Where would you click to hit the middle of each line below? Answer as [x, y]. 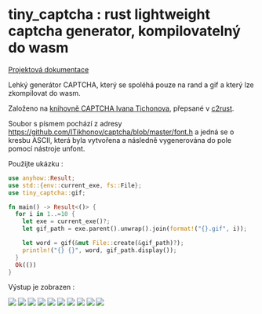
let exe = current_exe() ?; [66, 221]
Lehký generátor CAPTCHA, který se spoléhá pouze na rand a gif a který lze [131, 85]
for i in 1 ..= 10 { [45, 214]
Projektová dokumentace [49, 69]
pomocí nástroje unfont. [47, 148]
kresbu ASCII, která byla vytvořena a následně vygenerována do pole [120, 140]
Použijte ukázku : [36, 163]
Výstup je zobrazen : [42, 287]
